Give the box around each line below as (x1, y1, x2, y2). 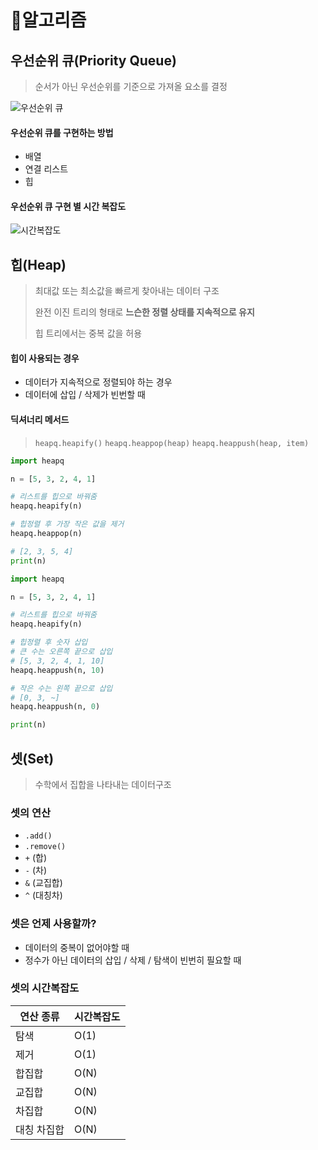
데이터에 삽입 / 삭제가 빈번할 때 (24, 389, 146, 401)
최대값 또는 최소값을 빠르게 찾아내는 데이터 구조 (34, 285, 220, 297)
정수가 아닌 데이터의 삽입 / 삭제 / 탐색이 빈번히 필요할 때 (24, 954, 242, 966)
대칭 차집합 (15, 1122, 65, 1136)
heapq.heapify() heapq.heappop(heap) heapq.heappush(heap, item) (34, 438, 310, 448)
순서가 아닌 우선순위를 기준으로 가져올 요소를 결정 (34, 81, 228, 92)
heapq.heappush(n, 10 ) (10, 665, 105, 675)
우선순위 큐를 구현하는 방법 (10, 126, 114, 138)
